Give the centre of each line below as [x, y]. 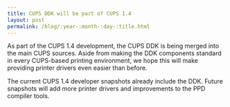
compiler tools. [28, 96]
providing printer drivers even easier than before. [77, 68]
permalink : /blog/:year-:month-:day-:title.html [79, 26]
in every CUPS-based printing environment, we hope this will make [103, 61]
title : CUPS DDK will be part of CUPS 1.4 [69, 13]
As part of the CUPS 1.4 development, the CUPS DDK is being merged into [113, 46]
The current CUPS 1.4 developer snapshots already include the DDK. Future [115, 81]
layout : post [26, 20]
